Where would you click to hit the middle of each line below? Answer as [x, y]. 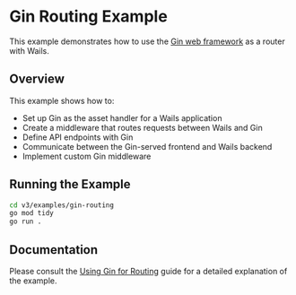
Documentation [54, 250]
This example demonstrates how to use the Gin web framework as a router [147, 41]
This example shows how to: [62, 100]
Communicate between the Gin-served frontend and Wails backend [147, 146]
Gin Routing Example [88, 17]
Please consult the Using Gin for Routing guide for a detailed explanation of [148, 271]
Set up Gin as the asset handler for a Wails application [122, 117]
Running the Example [70, 184]
